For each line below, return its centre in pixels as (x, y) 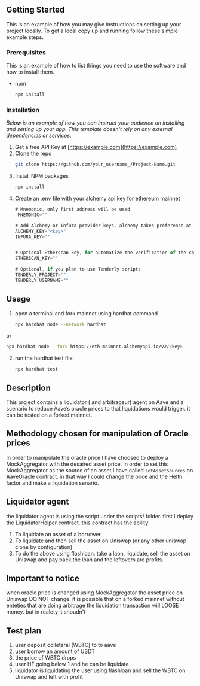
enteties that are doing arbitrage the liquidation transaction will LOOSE (93, 605)
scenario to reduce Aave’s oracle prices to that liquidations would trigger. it (98, 409)
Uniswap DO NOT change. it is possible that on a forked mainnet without (95, 599)
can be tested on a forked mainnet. (49, 415)
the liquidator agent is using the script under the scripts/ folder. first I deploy (100, 516)
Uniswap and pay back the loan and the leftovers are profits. (89, 560)
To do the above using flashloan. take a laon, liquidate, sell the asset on (103, 553)
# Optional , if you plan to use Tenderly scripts (78, 269)
